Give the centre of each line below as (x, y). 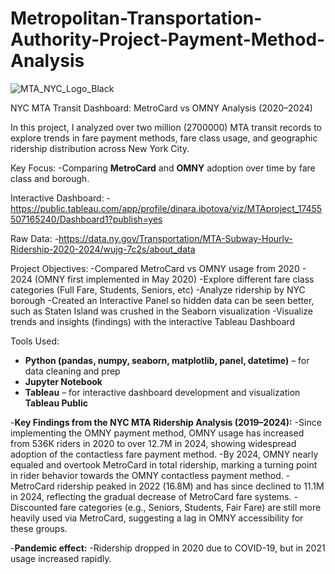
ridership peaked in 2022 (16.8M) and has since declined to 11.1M (190, 486)
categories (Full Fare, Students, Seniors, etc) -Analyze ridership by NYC (158, 289)
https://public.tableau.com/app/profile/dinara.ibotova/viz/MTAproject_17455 (166, 208)
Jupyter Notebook (63, 381)
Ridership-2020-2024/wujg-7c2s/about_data (103, 249)
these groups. (39, 528)
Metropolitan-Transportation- (136, 18)
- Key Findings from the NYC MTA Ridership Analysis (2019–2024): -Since (166, 422)
